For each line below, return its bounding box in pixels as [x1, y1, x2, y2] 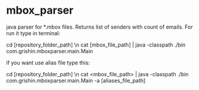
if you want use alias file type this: [6, 59, 90, 66]
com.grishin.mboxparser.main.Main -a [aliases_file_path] [6, 77, 146, 84]
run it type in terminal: [6, 29, 60, 36]
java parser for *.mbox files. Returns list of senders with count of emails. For [6, 23, 193, 30]
